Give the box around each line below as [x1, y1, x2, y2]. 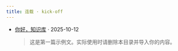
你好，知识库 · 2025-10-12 [14, 26, 79, 33]
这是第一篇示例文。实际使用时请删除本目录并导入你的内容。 [29, 38, 176, 45]
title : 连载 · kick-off [6, 8, 63, 15]
